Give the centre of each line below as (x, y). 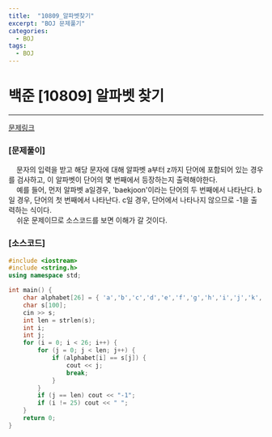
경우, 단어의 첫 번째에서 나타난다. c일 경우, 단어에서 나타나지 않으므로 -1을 (133, 200)
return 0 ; (40, 418)
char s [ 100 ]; (45, 305)
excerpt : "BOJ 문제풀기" (47, 23)
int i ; (34, 328)
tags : (17, 46)
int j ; (34, 335)
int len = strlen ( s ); (59, 320)
